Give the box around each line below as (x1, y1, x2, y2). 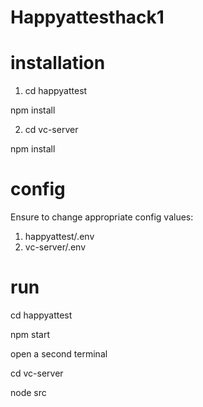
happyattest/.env (24, 231, 95, 243)
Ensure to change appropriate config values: (10, 211, 194, 223)
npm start (10, 329, 51, 340)
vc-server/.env (24, 241, 87, 253)
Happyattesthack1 (10, 6, 165, 29)
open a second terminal (10, 348, 108, 360)
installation (10, 52, 106, 75)
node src (10, 387, 47, 398)
